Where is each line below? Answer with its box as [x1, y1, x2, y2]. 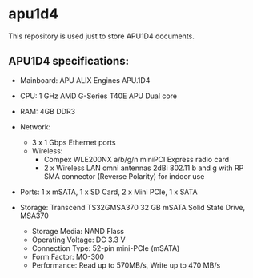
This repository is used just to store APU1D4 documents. [8, 31, 195, 41]
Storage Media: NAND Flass [31, 226, 124, 236]
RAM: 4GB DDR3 [19, 106, 76, 116]
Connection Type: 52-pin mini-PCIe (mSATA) [31, 243, 180, 252]
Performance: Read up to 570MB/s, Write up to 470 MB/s [31, 260, 221, 270]
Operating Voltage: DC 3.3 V [31, 235, 126, 244]
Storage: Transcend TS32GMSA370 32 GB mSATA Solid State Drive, [19, 202, 246, 212]
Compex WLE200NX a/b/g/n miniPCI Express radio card [43, 154, 230, 164]
